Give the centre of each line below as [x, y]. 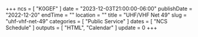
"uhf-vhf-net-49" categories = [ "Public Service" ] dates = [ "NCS [87, 21]
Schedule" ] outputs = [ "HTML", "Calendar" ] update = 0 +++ [82, 27]
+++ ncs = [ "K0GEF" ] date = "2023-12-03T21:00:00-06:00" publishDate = [99, 9]
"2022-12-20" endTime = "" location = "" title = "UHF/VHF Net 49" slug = [96, 15]
